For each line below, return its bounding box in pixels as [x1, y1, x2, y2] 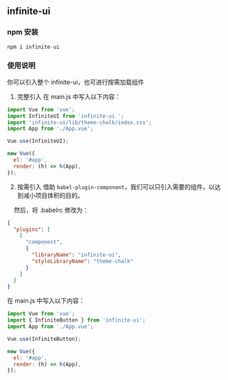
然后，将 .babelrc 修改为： [13, 205, 89, 214]
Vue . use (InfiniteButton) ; [7, 335, 81, 342]
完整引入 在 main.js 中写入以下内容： [16, 92, 122, 100]
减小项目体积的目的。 [23, 191, 84, 199]
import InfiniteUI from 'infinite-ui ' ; [7, 113, 125, 120]
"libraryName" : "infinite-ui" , [32, 252, 122, 258]
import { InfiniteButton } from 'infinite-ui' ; [7, 317, 146, 324]
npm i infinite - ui [7, 43, 60, 50]
